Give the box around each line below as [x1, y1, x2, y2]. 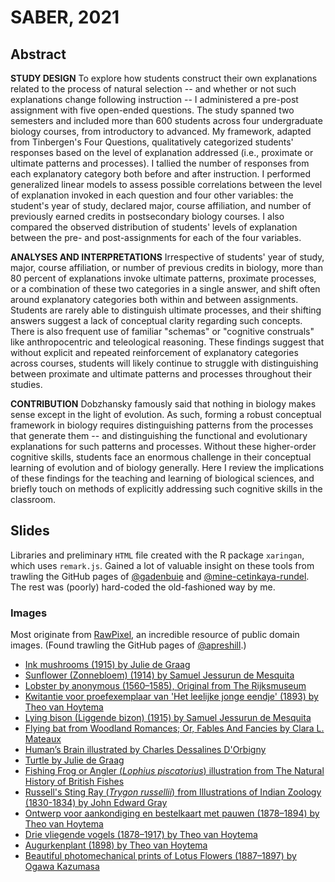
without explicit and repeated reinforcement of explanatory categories [10, 347, 299, 358]
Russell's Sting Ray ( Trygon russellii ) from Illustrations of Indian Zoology [24, 786, 322, 798]
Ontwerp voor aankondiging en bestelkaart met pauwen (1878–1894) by [24, 807, 320, 820]
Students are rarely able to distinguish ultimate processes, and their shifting [10, 304, 322, 316]
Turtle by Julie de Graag [24, 754, 125, 766]
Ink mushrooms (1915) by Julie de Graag [24, 659, 191, 671]
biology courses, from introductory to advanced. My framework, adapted [10, 126, 312, 137]
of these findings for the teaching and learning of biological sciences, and [10, 472, 315, 484]
